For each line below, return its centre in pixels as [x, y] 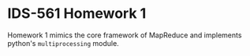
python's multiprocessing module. [63, 43]
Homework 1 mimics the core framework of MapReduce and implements [125, 35]
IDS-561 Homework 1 [77, 14]
